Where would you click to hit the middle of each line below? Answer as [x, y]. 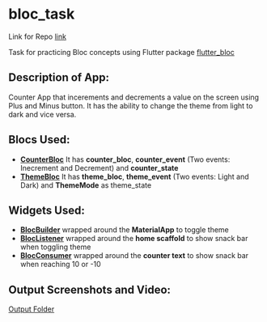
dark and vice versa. [42, 114]
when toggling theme [55, 247]
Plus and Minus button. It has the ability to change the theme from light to [131, 105]
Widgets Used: [47, 210]
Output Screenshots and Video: [90, 289]
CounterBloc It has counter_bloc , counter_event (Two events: [125, 159]
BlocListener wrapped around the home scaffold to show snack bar [134, 239]
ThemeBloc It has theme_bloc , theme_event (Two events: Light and [134, 176]
